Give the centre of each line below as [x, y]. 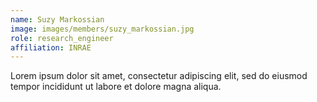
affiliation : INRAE [51, 47]
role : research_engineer [62, 38]
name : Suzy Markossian [57, 19]
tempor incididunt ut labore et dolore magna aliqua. [116, 87]
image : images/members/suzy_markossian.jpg [102, 29]
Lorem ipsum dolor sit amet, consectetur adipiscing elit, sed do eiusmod [159, 76]
